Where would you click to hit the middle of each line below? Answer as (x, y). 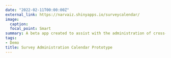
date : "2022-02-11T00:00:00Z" (37, 10)
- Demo (12, 43)
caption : (19, 24)
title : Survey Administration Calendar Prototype (59, 47)
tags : (11, 38)
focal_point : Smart (31, 29)
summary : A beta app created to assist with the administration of (78, 33)
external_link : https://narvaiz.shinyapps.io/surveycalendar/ (73, 15)
